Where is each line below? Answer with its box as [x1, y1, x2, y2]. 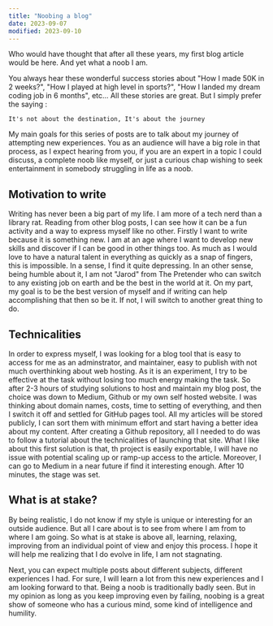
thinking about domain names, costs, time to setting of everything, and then [8, 401, 262, 410]
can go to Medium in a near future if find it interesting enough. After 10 [8, 461, 245, 471]
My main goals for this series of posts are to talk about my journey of [8, 129, 240, 139]
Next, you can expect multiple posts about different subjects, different [8, 565, 243, 575]
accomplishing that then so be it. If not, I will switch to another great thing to [8, 296, 263, 305]
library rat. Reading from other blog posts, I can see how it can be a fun [8, 218, 248, 227]
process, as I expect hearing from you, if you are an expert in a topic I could [8, 147, 262, 157]
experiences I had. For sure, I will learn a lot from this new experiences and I [8, 573, 264, 583]
